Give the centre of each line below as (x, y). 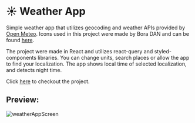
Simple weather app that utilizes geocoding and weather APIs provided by (96, 28)
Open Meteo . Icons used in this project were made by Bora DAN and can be (98, 33)
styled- (163, 51)
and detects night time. (34, 70)
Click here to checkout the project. (48, 81)
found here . (20, 40)
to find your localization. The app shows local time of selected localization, (96, 64)
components (21, 57)
